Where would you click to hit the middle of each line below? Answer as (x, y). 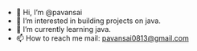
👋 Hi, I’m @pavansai (49, 12)
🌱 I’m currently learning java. (63, 29)
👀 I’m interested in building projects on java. (88, 21)
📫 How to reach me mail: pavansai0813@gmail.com (102, 38)
